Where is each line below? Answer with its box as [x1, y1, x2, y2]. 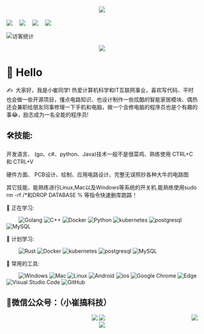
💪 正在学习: [6, 204, 35, 212]
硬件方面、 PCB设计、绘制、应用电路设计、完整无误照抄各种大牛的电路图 [6, 170, 189, 178]
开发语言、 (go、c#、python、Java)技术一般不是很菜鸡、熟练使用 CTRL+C [6, 150, 193, 158]
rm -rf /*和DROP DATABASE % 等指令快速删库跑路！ [6, 191, 138, 198]
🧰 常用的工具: [6, 259, 40, 267]
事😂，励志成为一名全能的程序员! [6, 111, 89, 118]
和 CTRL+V [6, 158, 34, 165]
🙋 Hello [6, 65, 42, 79]
